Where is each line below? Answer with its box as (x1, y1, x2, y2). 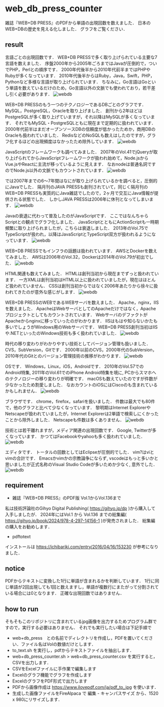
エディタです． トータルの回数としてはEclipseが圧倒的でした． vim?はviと (5, 449, 154, 455)
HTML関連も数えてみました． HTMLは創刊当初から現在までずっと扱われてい (5, 270, 159, 276)
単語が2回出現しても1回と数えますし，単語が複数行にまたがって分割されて (9, 584, 159, 590)
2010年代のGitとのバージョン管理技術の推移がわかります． (5, 353, 123, 359)
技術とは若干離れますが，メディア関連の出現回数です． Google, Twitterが (5, 427, 153, 433)
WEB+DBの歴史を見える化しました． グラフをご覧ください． (5, 26, 128, 32)
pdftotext (12, 533, 31, 539)
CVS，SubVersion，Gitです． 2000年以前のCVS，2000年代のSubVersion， (5, 347, 157, 353)
